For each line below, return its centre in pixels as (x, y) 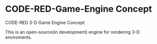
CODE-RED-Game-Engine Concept (78, 9)
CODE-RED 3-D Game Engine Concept (45, 22)
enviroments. (19, 37)
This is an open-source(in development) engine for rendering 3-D (73, 32)
